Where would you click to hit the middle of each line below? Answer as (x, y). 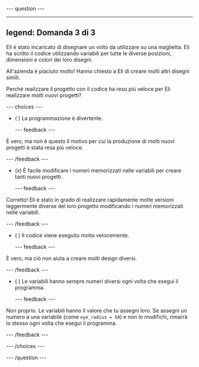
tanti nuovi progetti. (38, 177)
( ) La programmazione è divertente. (59, 118)
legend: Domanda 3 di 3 (51, 33)
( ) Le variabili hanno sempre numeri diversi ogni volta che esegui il (97, 281)
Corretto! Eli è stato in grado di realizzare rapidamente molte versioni (90, 200)
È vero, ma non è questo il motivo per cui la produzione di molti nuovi (90, 141)
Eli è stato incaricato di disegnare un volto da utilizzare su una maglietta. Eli (98, 47)
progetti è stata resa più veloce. (45, 147)
